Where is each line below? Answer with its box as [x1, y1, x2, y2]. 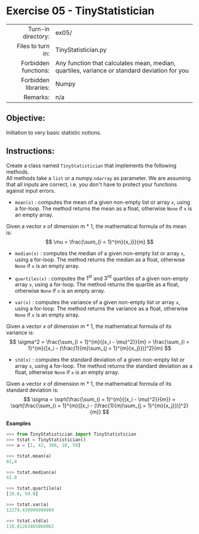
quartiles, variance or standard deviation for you [55, 66, 190, 75]
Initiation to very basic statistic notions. [6, 129, 102, 136]
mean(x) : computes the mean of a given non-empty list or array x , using [14, 199, 191, 206]
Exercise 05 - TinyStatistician [6, 4, 155, 18]
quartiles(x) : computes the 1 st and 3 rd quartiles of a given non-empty [14, 274, 188, 282]
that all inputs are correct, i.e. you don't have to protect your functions [6, 181, 178, 188]
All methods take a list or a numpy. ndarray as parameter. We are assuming [6, 174, 191, 181]
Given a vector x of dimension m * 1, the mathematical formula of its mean [6, 222, 187, 229]
